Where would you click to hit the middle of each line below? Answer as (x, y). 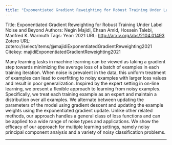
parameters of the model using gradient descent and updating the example (84, 105)
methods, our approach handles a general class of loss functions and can (83, 116)
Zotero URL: (18, 41)
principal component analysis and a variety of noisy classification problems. (85, 132)
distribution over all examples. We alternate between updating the (75, 100)
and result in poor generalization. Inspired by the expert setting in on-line (82, 83)
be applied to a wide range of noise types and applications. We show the (82, 121)
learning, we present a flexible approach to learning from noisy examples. (83, 89)
